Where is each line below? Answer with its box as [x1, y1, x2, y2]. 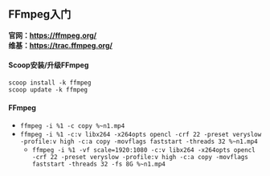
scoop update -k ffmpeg [8, 86, 88, 94]
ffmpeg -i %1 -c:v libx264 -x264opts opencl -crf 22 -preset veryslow [19, 131, 262, 139]
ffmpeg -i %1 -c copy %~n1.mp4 [19, 122, 125, 130]
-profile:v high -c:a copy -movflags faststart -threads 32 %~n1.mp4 [19, 137, 259, 146]
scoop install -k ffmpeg [8, 79, 92, 87]
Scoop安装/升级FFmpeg [8, 60, 89, 70]
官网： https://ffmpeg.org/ [8, 31, 97, 40]
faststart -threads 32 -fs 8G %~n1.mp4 [31, 160, 166, 169]
